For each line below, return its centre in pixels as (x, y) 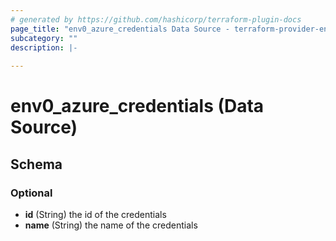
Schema (36, 164)
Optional (31, 193)
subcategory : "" (44, 38)
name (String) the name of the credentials (111, 225)
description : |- (44, 47)
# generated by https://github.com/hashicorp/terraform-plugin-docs (156, 19)
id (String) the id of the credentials (95, 214)
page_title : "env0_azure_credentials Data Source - (120, 29)
